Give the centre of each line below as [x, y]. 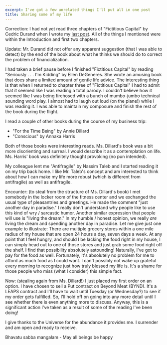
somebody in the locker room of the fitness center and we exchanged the [81, 197]
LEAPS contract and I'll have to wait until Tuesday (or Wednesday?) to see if [83, 291]
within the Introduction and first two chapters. [52, 39]
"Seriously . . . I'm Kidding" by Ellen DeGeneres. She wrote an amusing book [83, 74]
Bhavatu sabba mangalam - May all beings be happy [59, 337]
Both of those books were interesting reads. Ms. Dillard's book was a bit [79, 146]
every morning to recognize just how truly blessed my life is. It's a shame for [83, 266]
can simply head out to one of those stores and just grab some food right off [83, 244]
